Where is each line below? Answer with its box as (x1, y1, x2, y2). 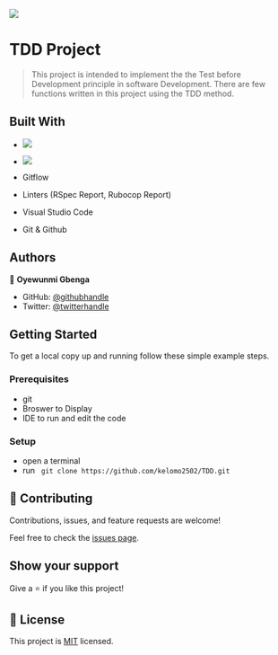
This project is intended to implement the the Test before (30, 68, 242, 80)
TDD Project (9, 40, 101, 60)
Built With (9, 114, 65, 129)
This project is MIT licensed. (9, 636, 114, 647)
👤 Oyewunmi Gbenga (9, 274, 90, 285)
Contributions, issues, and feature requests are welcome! (9, 515, 222, 526)
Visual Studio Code (22, 207, 94, 217)
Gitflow (22, 172, 49, 182)
